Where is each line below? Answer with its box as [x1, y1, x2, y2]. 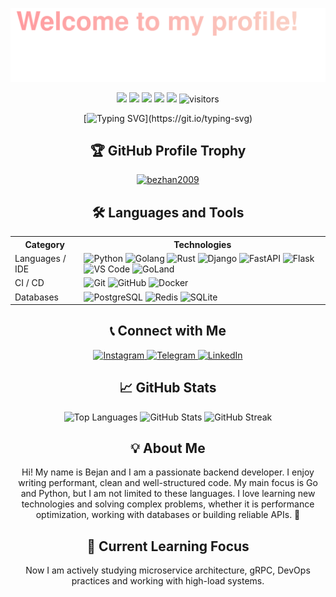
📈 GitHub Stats [119, 379, 217, 397]
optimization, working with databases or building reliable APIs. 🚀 [35, 509, 301, 521]
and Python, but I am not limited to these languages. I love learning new [20, 488, 316, 500]
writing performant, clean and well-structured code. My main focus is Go [18, 477, 318, 489]
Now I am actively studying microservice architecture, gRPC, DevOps [25, 564, 311, 577]
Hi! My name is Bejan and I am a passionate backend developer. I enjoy [21, 466, 315, 478]
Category [24, 238, 66, 250]
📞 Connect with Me [109, 323, 227, 340]
